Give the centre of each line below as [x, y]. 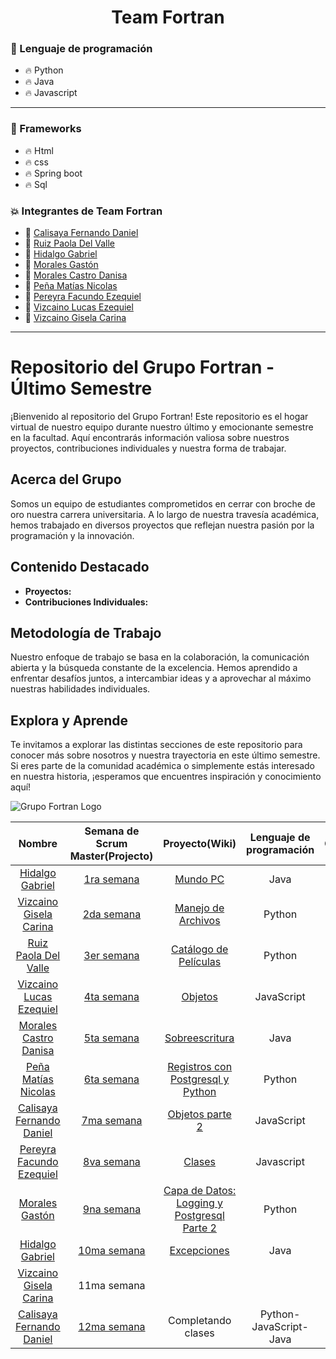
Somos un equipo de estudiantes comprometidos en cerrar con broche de [163, 503]
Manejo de [199, 908]
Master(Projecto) [111, 856]
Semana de [112, 831]
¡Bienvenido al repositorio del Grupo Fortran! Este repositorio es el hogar [159, 417]
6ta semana [111, 1079]
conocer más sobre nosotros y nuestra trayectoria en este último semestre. [165, 755]
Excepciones [199, 1251]
